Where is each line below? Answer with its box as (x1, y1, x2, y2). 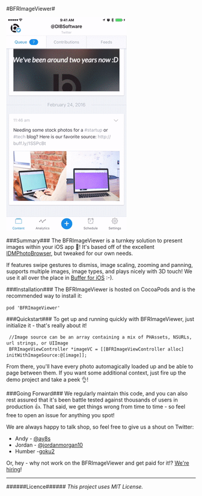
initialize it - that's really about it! (6, 322, 87, 329)
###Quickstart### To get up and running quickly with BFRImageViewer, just (6, 316, 194, 322)
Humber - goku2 (14, 448, 55, 455)
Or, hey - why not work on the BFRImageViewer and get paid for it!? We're (6, 459, 189, 467)
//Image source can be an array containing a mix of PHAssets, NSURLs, (8, 334, 192, 340)
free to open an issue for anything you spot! (6, 412, 115, 418)
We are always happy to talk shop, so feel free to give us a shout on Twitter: (6, 423, 194, 430)
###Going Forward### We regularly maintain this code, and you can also (6, 390, 188, 397)
